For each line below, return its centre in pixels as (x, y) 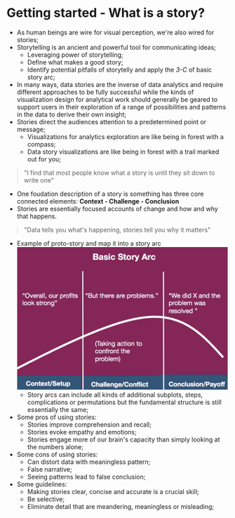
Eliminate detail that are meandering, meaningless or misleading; (121, 507)
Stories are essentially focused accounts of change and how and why (117, 208)
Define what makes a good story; (75, 62)
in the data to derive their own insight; (72, 114)
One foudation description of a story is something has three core (110, 194)
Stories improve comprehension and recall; (89, 425)
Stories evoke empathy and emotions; (82, 432)
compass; (41, 144)
